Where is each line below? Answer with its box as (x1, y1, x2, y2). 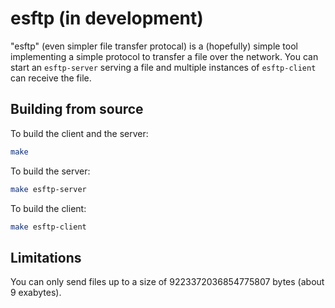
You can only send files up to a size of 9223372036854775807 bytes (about (10, 276, 325, 288)
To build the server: (10, 165, 91, 177)
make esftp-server (10, 184, 87, 194)
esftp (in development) (10, 7, 204, 30)
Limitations (10, 249, 82, 266)
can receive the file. (10, 72, 92, 84)
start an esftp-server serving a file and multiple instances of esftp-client (10, 61, 317, 73)
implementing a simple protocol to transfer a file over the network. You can (10, 50, 319, 62)
